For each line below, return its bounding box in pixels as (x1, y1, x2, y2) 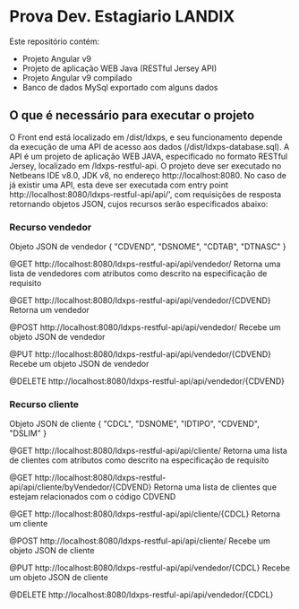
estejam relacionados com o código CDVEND (9, 492, 176, 502)
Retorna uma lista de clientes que (153, 482, 278, 492)
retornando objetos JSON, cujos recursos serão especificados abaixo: (9, 198, 269, 209)
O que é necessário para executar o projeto (9, 108, 255, 123)
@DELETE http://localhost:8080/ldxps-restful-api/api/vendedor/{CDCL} (9, 589, 274, 600)
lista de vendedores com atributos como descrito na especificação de (9, 268, 268, 279)
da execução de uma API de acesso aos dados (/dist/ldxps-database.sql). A (9, 141, 290, 152)
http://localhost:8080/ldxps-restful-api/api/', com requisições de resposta (9, 188, 282, 199)
